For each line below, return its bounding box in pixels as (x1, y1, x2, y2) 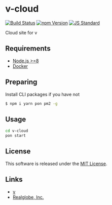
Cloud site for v (5, 29, 38, 35)
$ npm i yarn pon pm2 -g (5, 101, 58, 106)
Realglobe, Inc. (12, 194, 44, 200)
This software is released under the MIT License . (5, 160, 107, 167)
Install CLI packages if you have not (5, 91, 80, 97)
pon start (5, 133, 26, 138)
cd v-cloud (5, 129, 28, 134)
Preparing (5, 78, 38, 87)
